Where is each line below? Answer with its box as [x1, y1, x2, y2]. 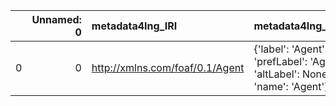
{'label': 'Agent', [253, 42, 328, 56]
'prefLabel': [253, 55, 308, 68]
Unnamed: [31, 13, 82, 26]
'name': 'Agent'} [253, 80, 329, 93]
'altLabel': [253, 67, 300, 81]
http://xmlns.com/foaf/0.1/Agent [91, 61, 245, 74]
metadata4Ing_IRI [91, 19, 178, 33]
